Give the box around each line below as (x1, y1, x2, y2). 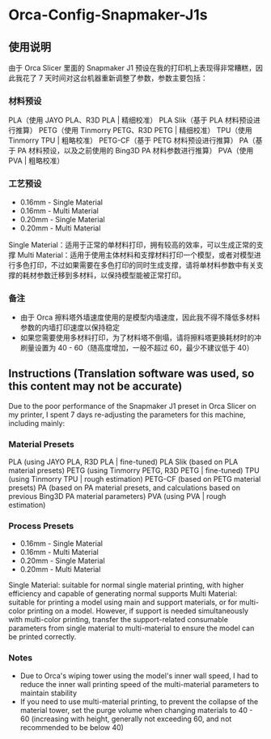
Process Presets (8, 520, 74, 531)
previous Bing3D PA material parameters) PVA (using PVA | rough (8, 492, 227, 501)
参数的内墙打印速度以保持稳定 (19, 322, 120, 332)
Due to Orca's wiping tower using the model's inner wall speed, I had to (19, 671, 259, 681)
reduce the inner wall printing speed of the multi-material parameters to (19, 679, 260, 689)
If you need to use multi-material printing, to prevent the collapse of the (19, 696, 259, 707)
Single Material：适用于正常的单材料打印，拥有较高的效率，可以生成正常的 (8, 239, 256, 249)
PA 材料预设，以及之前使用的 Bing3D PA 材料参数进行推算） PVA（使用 (17, 146, 254, 156)
